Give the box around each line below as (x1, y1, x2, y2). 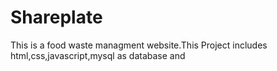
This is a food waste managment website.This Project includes (10, 39, 268, 51)
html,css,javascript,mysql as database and (10, 49, 186, 61)
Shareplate (10, 6, 103, 29)
